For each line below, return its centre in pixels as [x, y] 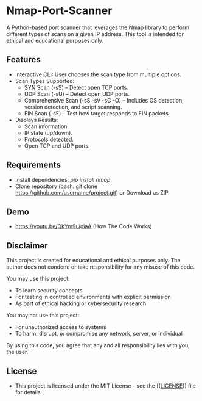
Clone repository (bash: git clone [56, 186]
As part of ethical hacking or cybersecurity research [81, 303]
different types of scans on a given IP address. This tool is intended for [95, 34]
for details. [29, 392]
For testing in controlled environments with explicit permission [93, 297]
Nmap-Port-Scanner [59, 11]
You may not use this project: [43, 316]
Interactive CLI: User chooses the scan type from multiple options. [98, 74]
